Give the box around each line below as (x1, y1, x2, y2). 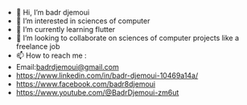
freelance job (15, 42, 60, 51)
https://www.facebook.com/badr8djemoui (15, 79, 155, 88)
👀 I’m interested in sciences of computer (15, 16, 150, 26)
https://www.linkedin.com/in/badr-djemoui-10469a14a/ (15, 71, 199, 80)
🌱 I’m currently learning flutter (15, 25, 116, 34)
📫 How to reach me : (15, 50, 87, 60)
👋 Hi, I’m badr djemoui (15, 8, 90, 17)
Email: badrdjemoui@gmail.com (15, 63, 119, 71)
